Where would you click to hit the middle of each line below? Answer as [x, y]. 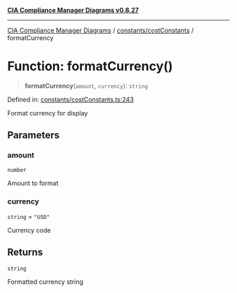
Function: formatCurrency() [90, 67]
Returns [25, 253]
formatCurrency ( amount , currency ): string [86, 86]
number [17, 170]
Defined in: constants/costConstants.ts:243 [71, 99]
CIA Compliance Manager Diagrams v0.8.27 [73, 10]
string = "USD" [29, 216]
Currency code [29, 230]
